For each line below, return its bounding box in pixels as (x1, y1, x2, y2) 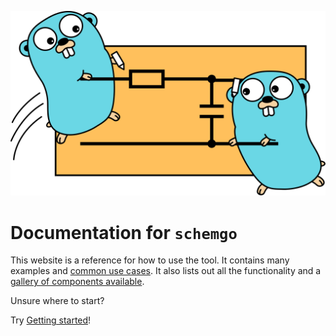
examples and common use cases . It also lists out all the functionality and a (10, 265, 322, 277)
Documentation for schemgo (10, 221, 238, 244)
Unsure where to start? (10, 295, 105, 307)
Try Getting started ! (10, 314, 92, 326)
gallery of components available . (10, 276, 145, 288)
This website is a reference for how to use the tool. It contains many (10, 254, 290, 266)
